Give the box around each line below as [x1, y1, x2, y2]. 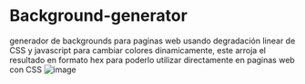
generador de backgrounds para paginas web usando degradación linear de [9, 35, 296, 46]
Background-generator [9, 5, 188, 26]
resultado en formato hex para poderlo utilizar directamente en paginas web [9, 54, 296, 65]
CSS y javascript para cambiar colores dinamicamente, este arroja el [9, 44, 267, 55]
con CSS [9, 64, 43, 75]
